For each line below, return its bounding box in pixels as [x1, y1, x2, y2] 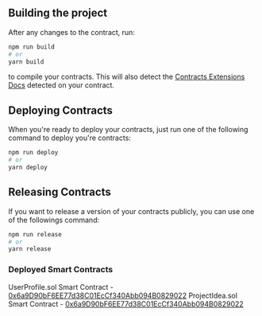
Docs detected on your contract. [8, 80, 115, 90]
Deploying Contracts [8, 103, 114, 117]
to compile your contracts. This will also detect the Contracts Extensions [8, 72, 245, 82]
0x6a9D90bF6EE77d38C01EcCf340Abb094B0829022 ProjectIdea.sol [8, 291, 238, 300]
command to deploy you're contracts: [8, 133, 131, 142]
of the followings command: [8, 215, 100, 224]
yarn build [8, 57, 44, 66]
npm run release [8, 230, 62, 238]
